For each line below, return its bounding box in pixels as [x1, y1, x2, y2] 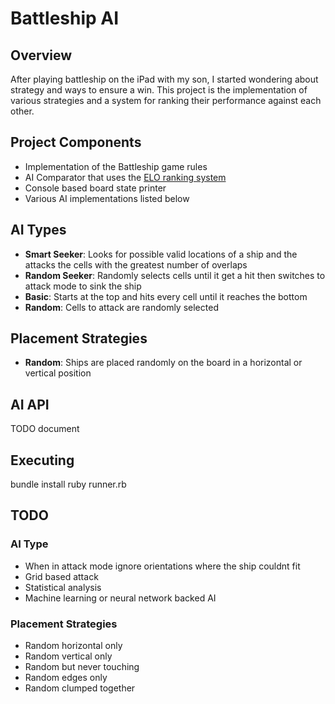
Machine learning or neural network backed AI [24, 592, 217, 604]
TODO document [10, 423, 80, 435]
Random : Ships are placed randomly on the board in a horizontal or [24, 357, 303, 369]
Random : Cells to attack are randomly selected [24, 301, 219, 313]
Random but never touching [24, 661, 140, 673]
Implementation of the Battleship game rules [24, 160, 208, 172]
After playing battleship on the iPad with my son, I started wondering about [10, 73, 319, 85]
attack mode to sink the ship [24, 280, 142, 292]
